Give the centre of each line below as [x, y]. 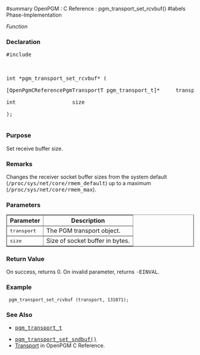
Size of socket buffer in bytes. [88, 241]
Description [88, 221]
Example [19, 287]
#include [19, 55]
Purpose [19, 135]
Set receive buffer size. [35, 148]
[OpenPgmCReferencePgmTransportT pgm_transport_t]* [83, 91]
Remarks [19, 164]
